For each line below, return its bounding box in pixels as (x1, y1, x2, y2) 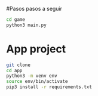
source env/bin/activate (6, 79, 68, 85)
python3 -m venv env (6, 73, 58, 79)
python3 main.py (6, 22, 47, 28)
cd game (6, 17, 26, 23)
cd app (6, 67, 23, 73)
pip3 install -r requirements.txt (6, 84, 93, 90)
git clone (6, 62, 31, 68)
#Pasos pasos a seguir (6, 5, 63, 12)
